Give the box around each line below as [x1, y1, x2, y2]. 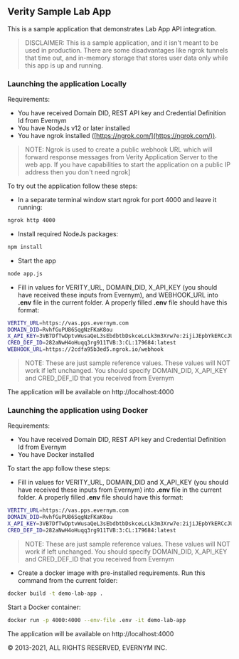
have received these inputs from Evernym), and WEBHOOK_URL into [17, 290, 218, 299]
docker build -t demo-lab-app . [7, 590, 103, 597]
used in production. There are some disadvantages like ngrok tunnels [24, 46, 228, 54]
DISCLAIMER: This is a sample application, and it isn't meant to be [24, 38, 218, 47]
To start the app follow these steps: [7, 464, 112, 473]
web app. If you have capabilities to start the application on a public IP [24, 160, 231, 169]
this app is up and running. [24, 60, 103, 70]
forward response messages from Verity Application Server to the [24, 153, 218, 162]
